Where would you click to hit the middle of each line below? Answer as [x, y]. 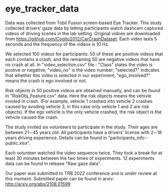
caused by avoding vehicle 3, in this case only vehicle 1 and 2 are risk [77, 106]
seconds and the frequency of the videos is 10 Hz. [57, 44]
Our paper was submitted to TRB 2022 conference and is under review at [81, 173]
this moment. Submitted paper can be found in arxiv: [60, 178]
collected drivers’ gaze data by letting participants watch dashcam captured [84, 28]
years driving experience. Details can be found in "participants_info [75, 138]
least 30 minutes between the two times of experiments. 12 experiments [80, 158]
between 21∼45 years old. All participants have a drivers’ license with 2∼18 [83, 132]
